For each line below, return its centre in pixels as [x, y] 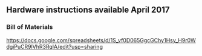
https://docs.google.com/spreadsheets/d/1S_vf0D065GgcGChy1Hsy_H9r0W [101, 40]
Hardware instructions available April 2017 [88, 10]
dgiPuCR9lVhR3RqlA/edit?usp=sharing [54, 46]
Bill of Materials [30, 27]
